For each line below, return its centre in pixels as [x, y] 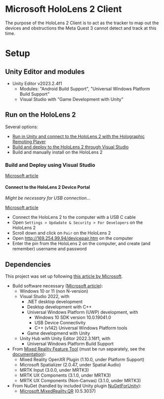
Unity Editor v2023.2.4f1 [37, 83]
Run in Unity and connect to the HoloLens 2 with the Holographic [78, 136]
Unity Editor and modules [45, 72]
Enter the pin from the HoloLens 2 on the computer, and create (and [81, 244]
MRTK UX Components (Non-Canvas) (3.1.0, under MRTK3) [80, 381]
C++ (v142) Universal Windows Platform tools [81, 328]
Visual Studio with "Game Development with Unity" [71, 99]
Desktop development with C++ [60, 307]
